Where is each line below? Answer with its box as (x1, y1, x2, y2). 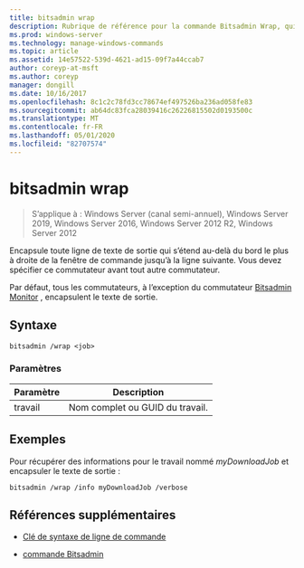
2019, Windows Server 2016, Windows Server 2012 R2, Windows (31, 218, 273, 229)
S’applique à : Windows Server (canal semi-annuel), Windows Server (31, 208, 289, 219)
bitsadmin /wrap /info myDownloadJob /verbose (9, 483, 188, 492)
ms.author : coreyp (9, 72, 79, 81)
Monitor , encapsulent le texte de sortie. (9, 291, 158, 302)
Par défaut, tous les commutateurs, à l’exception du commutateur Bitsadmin (9, 281, 292, 292)
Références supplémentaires (9, 507, 176, 523)
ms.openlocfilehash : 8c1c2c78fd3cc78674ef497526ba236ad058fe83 (9, 97, 253, 107)
